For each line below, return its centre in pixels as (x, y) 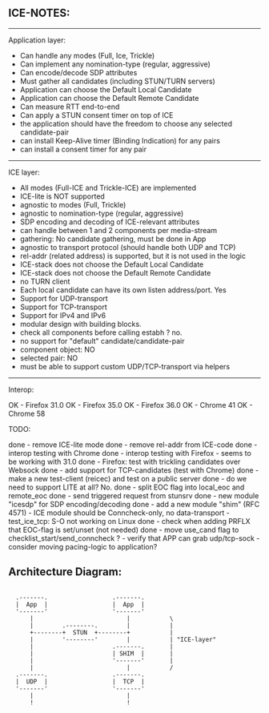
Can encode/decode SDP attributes (78, 72)
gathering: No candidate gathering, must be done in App (113, 239)
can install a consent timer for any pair (83, 149)
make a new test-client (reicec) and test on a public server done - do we (127, 478)
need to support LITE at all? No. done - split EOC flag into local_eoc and (126, 487)
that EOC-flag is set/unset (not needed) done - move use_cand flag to (124, 530)
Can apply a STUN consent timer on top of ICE (96, 115)
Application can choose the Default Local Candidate (106, 89)
